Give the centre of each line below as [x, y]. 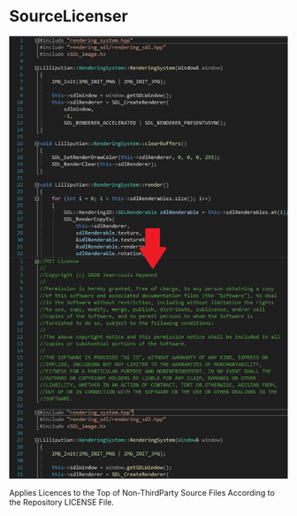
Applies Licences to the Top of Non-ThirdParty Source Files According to [142, 493]
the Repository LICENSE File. [62, 503]
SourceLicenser [69, 16]
